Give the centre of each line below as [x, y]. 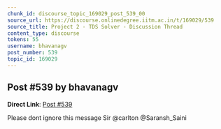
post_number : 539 [33, 53]
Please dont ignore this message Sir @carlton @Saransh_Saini [97, 117]
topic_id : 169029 [33, 59]
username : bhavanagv [37, 46]
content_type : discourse [43, 33]
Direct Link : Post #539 [40, 104]
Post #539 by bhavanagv [63, 88]
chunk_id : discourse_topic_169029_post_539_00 [76, 14]
